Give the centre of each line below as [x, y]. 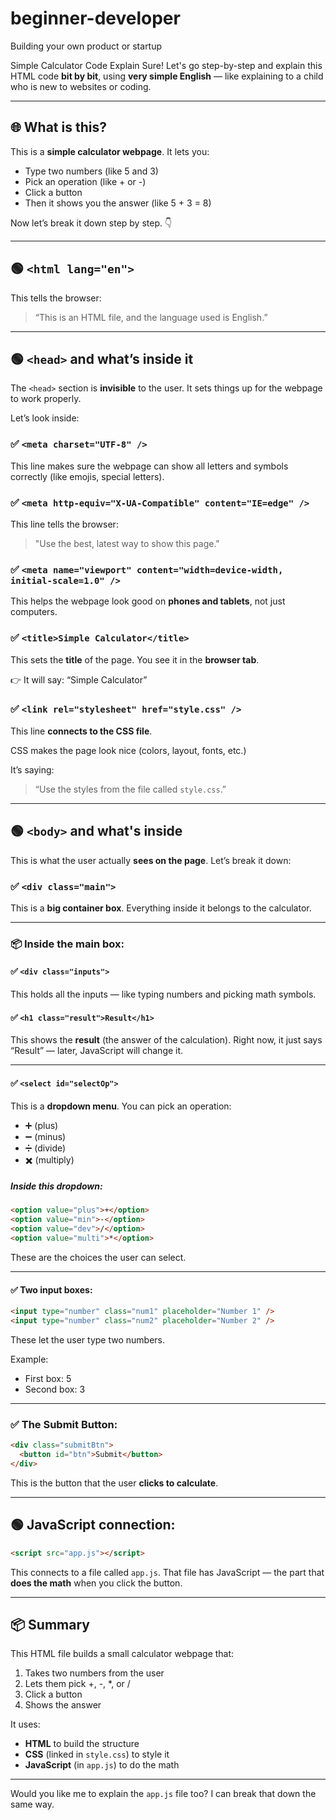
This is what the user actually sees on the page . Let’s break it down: [151, 860]
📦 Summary [50, 1624]
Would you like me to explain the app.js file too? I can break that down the [163, 1794]
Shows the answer [63, 1705]
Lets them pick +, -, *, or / [77, 1684]
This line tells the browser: [64, 524]
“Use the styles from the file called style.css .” [130, 789]
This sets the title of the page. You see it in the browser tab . [135, 659]
